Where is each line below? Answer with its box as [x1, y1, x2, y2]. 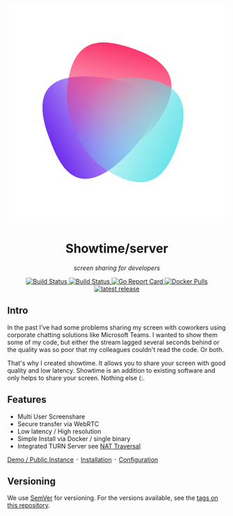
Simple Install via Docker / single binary [17, 434, 131, 443]
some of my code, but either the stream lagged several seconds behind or [7, 338, 220, 346]
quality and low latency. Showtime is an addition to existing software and [7, 366, 216, 374]
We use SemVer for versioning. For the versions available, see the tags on [7, 494, 218, 502]
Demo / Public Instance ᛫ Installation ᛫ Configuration [7, 455, 159, 464]
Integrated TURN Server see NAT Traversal [17, 442, 141, 450]
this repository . [7, 501, 51, 510]
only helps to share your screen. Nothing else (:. [7, 373, 145, 382]
